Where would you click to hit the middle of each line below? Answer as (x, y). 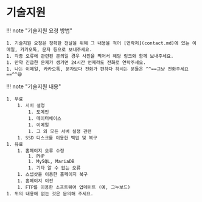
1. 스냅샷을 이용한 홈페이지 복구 (53, 174)
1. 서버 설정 (31, 105)
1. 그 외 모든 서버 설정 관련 (60, 131)
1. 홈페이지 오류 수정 (41, 151)
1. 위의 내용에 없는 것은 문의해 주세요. (50, 193)
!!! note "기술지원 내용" (34, 86)
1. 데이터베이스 (45, 118)
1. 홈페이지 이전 (35, 181)
